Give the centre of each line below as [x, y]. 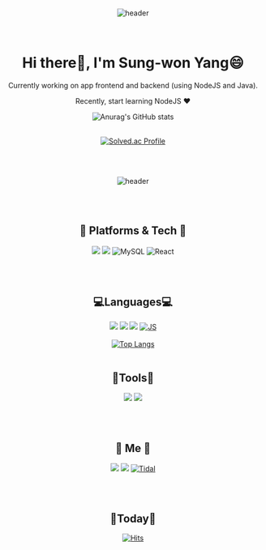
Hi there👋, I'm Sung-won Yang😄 [133, 63]
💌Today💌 [133, 518]
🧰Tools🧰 [133, 378]
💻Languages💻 [133, 303]
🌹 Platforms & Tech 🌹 [133, 231]
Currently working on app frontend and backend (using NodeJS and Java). [133, 85]
